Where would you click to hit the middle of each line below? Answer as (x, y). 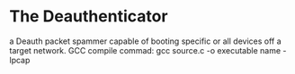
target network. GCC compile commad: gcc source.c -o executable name (145, 50)
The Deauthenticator (89, 16)
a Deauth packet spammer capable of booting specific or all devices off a (145, 41)
